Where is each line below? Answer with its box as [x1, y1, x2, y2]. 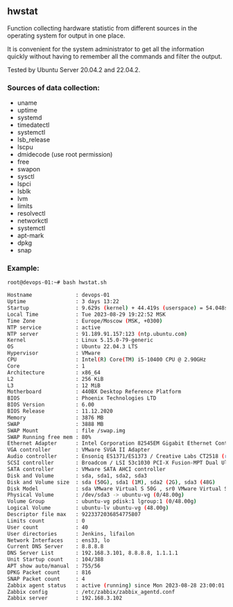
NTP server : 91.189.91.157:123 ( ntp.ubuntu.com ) [7, 330, 188, 337]
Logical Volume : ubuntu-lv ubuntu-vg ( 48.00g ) [7, 504, 169, 512]
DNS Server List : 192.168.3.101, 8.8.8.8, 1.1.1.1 [7, 549, 178, 557]
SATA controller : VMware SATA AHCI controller [7, 465, 166, 472]
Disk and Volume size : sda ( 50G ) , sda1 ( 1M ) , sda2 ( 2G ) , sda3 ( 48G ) [7, 479, 216, 486]
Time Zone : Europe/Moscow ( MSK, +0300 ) [7, 317, 163, 325]
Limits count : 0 [7, 517, 85, 524]
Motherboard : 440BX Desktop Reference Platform [7, 388, 182, 395]
